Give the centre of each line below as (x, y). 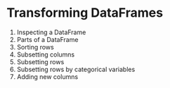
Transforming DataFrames (85, 13)
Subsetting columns (46, 54)
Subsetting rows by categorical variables (76, 69)
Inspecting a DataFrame (51, 32)
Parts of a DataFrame (47, 39)
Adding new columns (47, 76)
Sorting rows (35, 47)
